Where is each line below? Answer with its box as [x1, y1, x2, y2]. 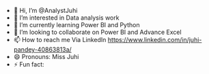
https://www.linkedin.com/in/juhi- [107, 36, 202, 43]
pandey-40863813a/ [13, 45, 72, 54]
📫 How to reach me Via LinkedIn [13, 36, 107, 43]
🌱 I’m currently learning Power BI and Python [13, 21, 140, 29]
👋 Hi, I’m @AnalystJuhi [13, 7, 78, 14]
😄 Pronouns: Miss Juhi [13, 53, 79, 60]
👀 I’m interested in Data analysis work [13, 14, 120, 22]
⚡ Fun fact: [13, 60, 44, 68]
